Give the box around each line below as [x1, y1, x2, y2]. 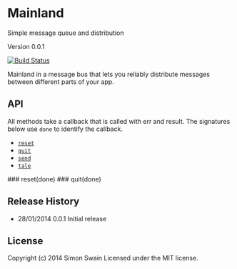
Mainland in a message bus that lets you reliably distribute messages [7, 70, 211, 78]
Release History [7, 196, 80, 208]
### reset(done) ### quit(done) [7, 174, 101, 183]
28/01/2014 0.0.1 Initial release [17, 214, 107, 223]
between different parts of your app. [7, 77, 114, 86]
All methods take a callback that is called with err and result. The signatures [7, 117, 231, 125]
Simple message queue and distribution [7, 28, 124, 37]
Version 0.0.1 [7, 42, 45, 51]
